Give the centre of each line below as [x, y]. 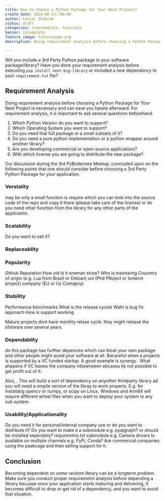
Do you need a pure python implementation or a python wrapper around [85, 139]
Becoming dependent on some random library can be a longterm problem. [80, 473]
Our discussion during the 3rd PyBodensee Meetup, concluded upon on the [82, 164]
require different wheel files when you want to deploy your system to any [79, 396]
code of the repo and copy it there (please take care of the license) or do [79, 202]
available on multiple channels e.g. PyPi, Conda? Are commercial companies [82, 441]
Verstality [17, 187]
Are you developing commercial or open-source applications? [75, 149]
